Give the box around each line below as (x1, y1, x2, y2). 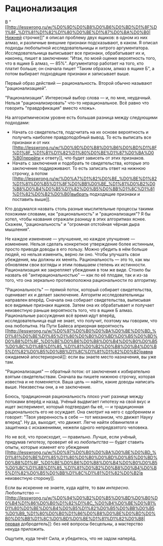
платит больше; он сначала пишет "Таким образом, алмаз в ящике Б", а (5, 65, 155, 71)
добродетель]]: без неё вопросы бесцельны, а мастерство (21, 521, 143, 527)
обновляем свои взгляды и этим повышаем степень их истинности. (5, 261, 147, 268)
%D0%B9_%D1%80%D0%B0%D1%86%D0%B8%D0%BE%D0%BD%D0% (5, 510, 156, 516)
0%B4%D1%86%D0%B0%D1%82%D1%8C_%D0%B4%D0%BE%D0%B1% (5, 500, 157, 506)
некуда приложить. (5, 526, 45, 532)
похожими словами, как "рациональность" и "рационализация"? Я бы (5, 211, 151, 217)
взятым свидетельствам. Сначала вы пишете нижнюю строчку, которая (5, 373, 155, 380)
